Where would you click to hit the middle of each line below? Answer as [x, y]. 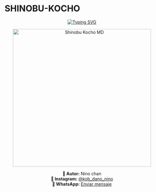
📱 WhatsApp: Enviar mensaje [82, 184]
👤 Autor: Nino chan [82, 173]
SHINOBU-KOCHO [42, 9]
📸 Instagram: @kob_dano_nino [82, 179]
